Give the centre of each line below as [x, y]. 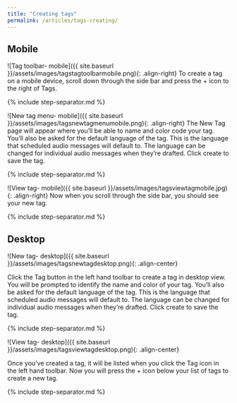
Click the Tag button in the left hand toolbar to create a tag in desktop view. [116, 277]
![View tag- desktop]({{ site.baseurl [59, 342]
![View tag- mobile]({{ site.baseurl [57, 188]
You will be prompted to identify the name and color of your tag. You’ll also [116, 285]
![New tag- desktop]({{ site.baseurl [58, 256]
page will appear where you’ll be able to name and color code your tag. [111, 131]
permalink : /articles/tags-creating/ [63, 20]
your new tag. [28, 203]
